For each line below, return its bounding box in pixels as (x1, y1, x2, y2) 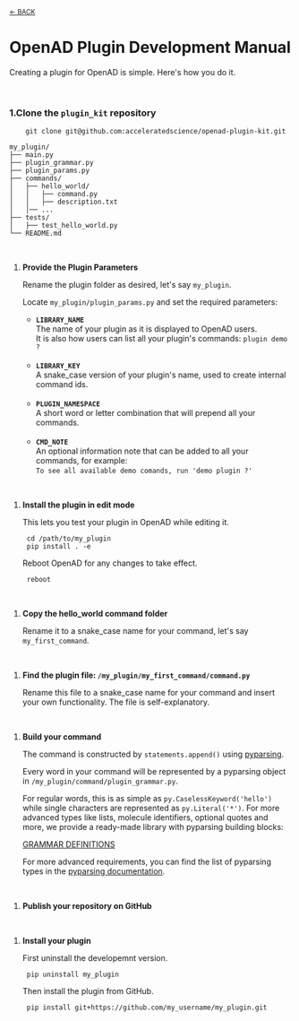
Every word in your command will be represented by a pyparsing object (21, 766, 286, 777)
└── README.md (9, 229, 63, 238)
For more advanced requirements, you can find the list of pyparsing (21, 856, 271, 868)
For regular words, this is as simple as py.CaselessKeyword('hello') (21, 793, 273, 804)
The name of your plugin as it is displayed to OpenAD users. (35, 324, 258, 334)
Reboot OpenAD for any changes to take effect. (21, 558, 198, 568)
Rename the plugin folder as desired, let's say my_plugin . (21, 280, 232, 290)
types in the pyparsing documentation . (21, 866, 166, 877)
